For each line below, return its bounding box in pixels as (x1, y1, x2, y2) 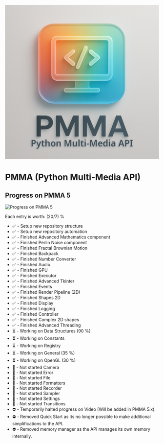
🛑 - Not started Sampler (12, 391, 60, 396)
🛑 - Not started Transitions (12, 401, 66, 406)
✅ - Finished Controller (12, 311, 59, 317)
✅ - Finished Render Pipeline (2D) (12, 289, 81, 295)
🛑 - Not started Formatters (12, 380, 65, 386)
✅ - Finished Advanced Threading (12, 322, 81, 328)
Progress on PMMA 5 (5, 191, 71, 199)
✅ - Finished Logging (12, 306, 55, 311)
